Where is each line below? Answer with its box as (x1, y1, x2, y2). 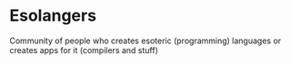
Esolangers (9, 5, 97, 26)
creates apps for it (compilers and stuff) (9, 44, 159, 55)
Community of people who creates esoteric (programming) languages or (9, 35, 282, 46)
